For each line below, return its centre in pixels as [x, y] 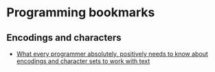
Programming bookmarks [81, 13]
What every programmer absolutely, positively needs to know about [112, 54]
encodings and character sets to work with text [83, 61]
